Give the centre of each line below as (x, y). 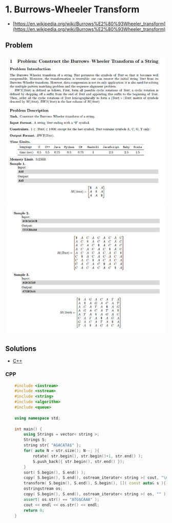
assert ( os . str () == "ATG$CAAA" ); (62, 499)
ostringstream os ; (43, 489)
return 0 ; (34, 510)
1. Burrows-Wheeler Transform (72, 10)
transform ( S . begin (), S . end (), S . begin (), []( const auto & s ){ (95, 483)
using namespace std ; (37, 418)
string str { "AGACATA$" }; (52, 445)
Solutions (21, 348)
